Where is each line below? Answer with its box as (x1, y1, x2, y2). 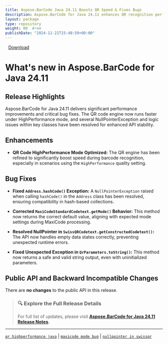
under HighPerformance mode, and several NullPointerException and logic (5, 116, 159, 122)
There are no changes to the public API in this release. (5, 287, 117, 293)
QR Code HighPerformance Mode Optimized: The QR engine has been (12, 149, 160, 155)
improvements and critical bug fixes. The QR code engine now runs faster (5, 111, 157, 117)
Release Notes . (17, 318, 50, 324)
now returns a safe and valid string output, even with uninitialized (12, 254, 147, 260)
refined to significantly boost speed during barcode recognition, (12, 155, 144, 161)
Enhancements (5, 136, 53, 145)
